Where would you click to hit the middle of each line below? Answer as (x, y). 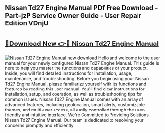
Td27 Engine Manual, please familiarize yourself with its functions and (76, 84)
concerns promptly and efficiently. (40, 125)
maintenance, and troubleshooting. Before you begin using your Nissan (77, 78)
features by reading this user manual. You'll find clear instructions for (75, 89)
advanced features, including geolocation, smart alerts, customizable (75, 104)
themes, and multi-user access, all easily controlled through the (69, 110)
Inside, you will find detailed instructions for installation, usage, (69, 73)
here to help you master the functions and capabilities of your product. (77, 68)
